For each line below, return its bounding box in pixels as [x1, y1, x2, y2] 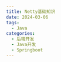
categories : [6, 31, 35, 37]
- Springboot [11, 47, 43, 53]
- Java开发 [11, 42, 36, 48]
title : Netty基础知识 [6, 8, 56, 15]
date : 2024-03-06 [6, 14, 49, 20]
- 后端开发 [11, 36, 35, 42]
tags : [6, 19, 19, 25]
